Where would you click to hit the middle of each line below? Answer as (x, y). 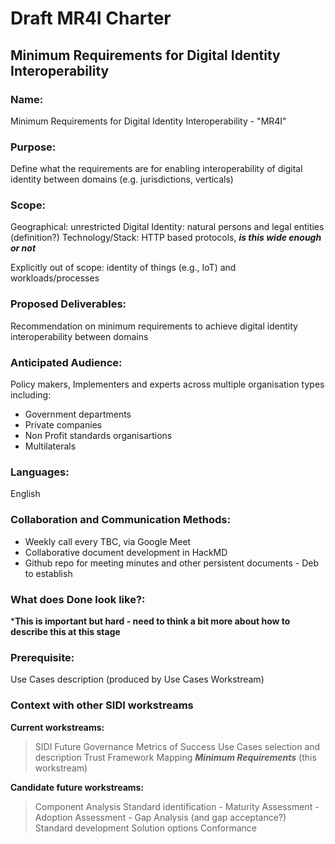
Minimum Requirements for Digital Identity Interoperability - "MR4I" (148, 121)
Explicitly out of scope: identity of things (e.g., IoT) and (123, 268)
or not (23, 248)
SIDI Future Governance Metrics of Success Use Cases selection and (177, 746)
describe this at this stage (65, 631)
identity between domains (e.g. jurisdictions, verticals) (122, 179)
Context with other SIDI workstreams (102, 705)
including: (31, 395)
